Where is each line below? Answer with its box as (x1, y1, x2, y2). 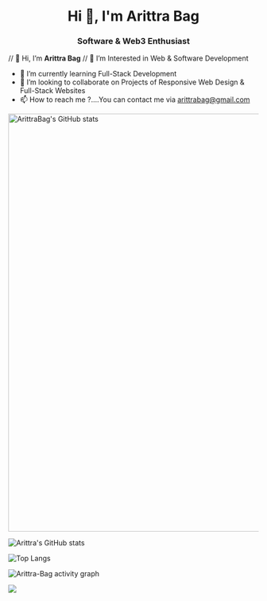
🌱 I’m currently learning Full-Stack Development (19, 69, 177, 79)
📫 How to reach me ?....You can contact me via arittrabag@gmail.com (19, 95, 250, 104)
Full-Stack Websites (19, 86, 86, 96)
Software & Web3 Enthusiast (76, 36, 191, 47)
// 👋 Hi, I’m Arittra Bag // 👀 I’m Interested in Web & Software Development (8, 53, 249, 63)
